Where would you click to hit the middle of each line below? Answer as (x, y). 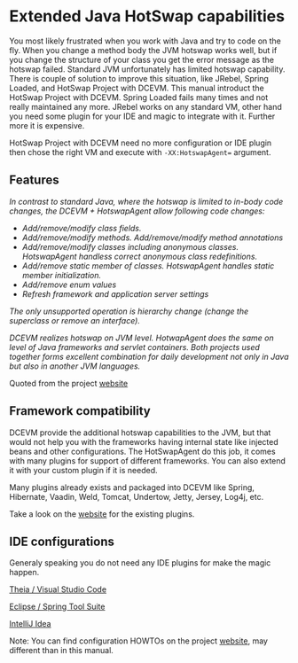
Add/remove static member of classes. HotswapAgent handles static (148, 265)
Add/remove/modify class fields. (82, 228)
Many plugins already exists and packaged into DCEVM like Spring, (132, 487)
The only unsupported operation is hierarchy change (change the (129, 311)
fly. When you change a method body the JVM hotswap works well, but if (143, 50)
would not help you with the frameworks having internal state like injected (144, 441)
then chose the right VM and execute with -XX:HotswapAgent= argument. (140, 152)
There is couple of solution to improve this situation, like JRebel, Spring (139, 78)
